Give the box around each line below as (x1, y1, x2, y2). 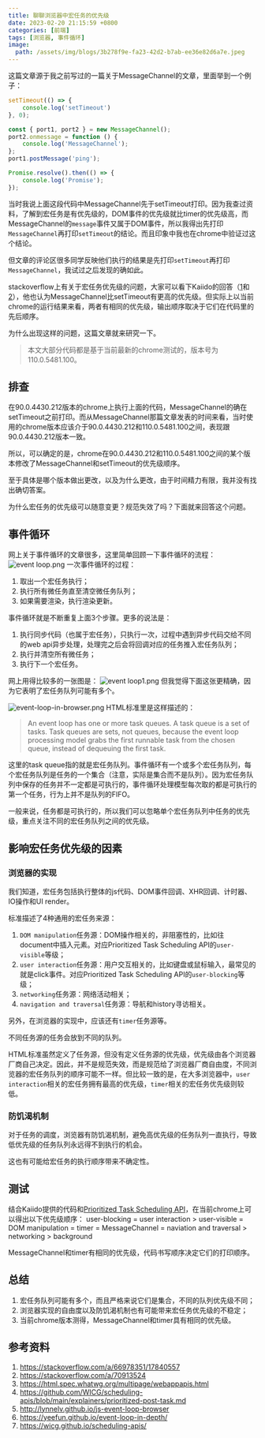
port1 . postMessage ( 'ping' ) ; (8, 155, 101, 163)
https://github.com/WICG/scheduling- (19, 1387, 144, 1397)
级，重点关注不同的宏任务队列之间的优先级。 (8, 816, 154, 826)
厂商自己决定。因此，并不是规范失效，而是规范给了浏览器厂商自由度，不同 (8, 1059, 250, 1069)
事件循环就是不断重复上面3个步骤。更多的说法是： (8, 613, 172, 623)
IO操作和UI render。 (8, 897, 74, 906)
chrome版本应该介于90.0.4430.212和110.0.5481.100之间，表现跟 (21, 422, 230, 432)
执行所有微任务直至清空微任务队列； (19, 586, 138, 596)
